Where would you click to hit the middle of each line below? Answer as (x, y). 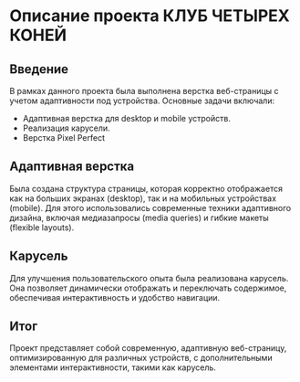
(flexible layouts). (42, 227)
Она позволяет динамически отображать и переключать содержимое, (148, 288)
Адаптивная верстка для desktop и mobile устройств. (126, 118)
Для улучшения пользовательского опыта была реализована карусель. (149, 278)
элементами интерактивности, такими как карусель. (113, 367)
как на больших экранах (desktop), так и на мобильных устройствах (143, 198)
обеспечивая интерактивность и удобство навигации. (115, 297)
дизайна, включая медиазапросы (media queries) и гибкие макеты (139, 218)
